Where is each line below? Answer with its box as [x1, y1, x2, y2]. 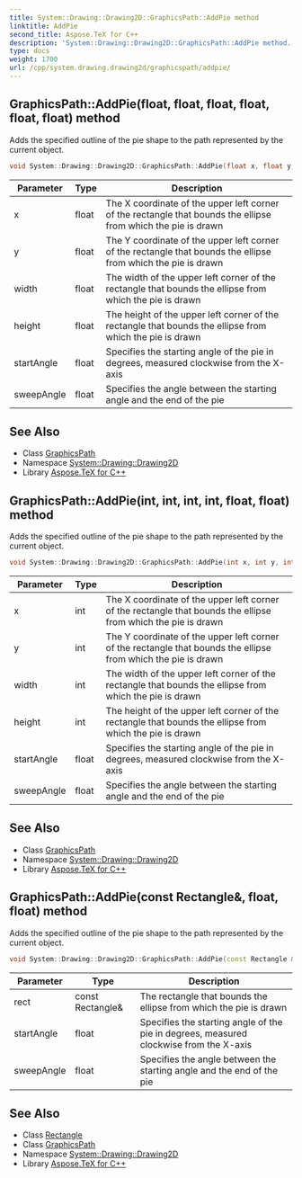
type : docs [9, 47, 50, 56]
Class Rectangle [22, 1129, 83, 1140]
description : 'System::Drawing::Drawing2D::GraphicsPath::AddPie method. [9, 38, 292, 48]
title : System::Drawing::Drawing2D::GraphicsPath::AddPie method [9, 13, 259, 22]
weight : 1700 [9, 55, 58, 64]
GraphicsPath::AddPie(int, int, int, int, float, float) [9, 493, 290, 508]
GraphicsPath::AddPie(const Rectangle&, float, [9, 889, 279, 905]
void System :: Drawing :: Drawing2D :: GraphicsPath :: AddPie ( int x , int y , [9, 558, 280, 567]
